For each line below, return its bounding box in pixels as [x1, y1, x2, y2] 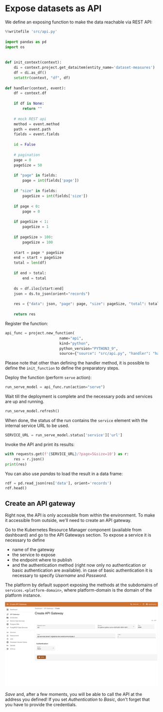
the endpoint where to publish [12, 557, 72, 563]
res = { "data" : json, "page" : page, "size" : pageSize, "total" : [14, 302, 147, 307]
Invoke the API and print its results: [5, 442, 75, 447]
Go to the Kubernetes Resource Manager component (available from [5, 527, 142, 533]
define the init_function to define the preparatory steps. [5, 365, 120, 371]
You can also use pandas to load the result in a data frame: [5, 471, 123, 477]
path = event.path [14, 127, 51, 132]
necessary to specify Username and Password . [12, 573, 108, 578]
